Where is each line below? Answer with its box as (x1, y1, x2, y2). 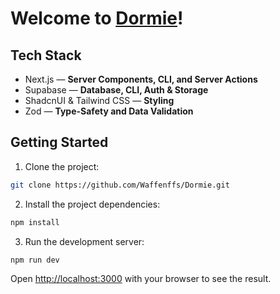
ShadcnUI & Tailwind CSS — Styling (24, 95, 175, 106)
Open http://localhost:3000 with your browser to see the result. (10, 273, 272, 285)
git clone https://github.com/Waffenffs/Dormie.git (10, 180, 230, 190)
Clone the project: (24, 160, 100, 172)
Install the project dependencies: (24, 198, 161, 210)
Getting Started (10, 134, 109, 151)
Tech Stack (10, 47, 82, 64)
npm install (10, 217, 60, 227)
